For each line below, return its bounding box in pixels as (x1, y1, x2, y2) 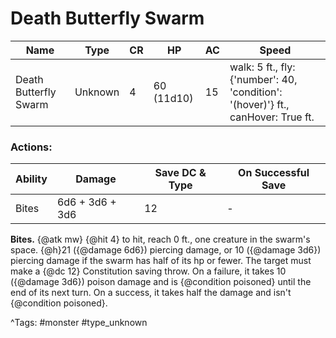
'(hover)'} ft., (229, 97, 290, 111)
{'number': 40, (229, 72, 298, 86)
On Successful (238, 166, 310, 180)
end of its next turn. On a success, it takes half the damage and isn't (10, 287, 292, 299)
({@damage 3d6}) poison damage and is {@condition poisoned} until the (10, 276, 312, 288)
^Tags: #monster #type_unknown (10, 317, 148, 329)
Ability (15, 172, 48, 186)
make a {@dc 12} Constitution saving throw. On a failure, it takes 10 (10, 265, 287, 277)
